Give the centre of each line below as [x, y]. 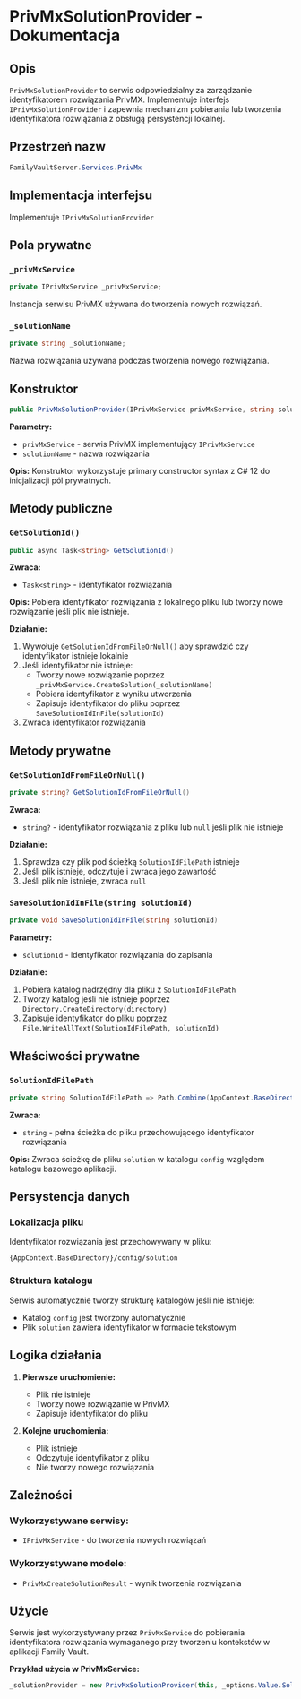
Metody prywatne [60, 750]
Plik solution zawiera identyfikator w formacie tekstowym [129, 1327]
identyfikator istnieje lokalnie [75, 656]
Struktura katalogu [51, 1281]
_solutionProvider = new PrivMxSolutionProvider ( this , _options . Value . [146, 1686]
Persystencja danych [69, 1197]
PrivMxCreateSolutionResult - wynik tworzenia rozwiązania [132, 1583]
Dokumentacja [65, 35]
